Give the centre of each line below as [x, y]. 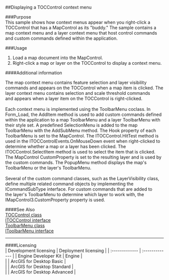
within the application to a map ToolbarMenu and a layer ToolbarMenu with [83, 120]
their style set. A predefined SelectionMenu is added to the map [71, 125]
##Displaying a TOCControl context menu [49, 7]
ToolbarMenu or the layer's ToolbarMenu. [48, 168]
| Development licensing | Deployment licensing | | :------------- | [73, 251]
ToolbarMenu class [25, 226]
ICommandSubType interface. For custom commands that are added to [79, 189]
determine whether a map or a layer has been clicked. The [66, 147]
